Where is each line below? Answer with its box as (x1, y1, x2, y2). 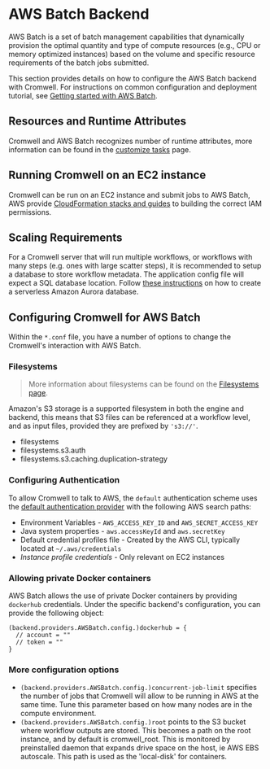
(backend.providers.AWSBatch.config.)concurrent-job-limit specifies (20, 683, 258, 693)
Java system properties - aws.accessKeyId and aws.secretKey (20, 526, 225, 535)
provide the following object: (8, 608, 104, 618)
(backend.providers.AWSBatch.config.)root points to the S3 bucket (20, 717, 246, 727)
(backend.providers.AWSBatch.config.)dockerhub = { (8, 624, 187, 632)
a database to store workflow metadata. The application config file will (8, 269, 244, 279)
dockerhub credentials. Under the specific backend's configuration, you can (8, 600, 261, 610)
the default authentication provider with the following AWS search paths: (8, 501, 252, 511)
